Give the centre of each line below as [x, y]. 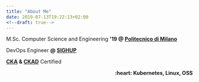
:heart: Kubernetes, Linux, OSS [154, 73]
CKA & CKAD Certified [34, 61]
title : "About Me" [29, 11]
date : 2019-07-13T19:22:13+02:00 [47, 17]
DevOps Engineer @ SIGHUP [41, 50]
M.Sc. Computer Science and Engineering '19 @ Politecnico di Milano [92, 39]
